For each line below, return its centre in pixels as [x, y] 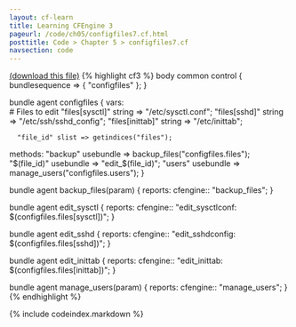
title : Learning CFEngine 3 [61, 26]
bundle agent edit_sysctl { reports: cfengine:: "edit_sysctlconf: [123, 207]
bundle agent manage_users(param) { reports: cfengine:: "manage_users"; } [148, 287]
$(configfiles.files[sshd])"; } [60, 243]
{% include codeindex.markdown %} [76, 314]
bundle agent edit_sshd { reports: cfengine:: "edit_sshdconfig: [123, 234]
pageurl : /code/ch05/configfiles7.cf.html [89, 34]
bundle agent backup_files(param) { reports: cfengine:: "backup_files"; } [141, 190]
